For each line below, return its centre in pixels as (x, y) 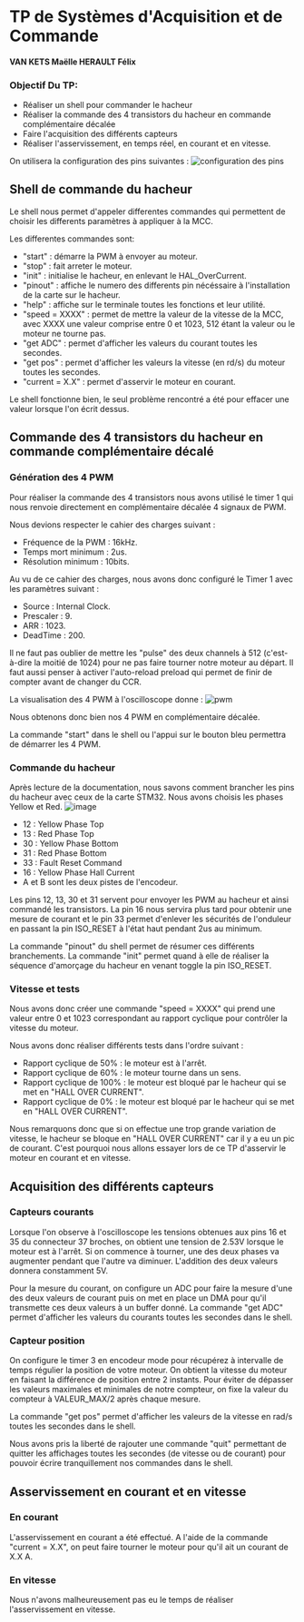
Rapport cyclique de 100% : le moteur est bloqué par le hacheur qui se (154, 1083)
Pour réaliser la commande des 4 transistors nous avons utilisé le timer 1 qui (152, 497)
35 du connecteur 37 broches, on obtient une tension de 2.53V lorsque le (147, 1242)
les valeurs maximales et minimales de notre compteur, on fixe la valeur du (149, 1390)
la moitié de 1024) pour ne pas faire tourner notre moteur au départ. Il (164, 662)
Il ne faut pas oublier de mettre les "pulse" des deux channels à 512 (135, 653)
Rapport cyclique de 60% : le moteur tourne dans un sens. (132, 1073)
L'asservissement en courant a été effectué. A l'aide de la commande (139, 1537)
